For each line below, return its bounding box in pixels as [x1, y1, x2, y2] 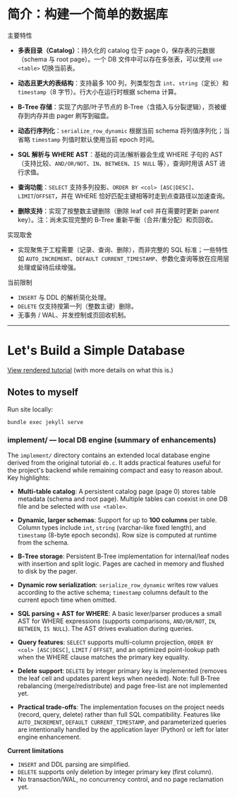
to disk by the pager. [17, 567, 78, 575]
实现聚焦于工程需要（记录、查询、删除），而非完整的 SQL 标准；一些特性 [17, 245, 229, 254]
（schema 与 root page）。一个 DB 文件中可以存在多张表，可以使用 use [17, 54, 222, 64]
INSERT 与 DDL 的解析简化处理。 [17, 293, 111, 301]
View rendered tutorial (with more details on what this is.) [7, 365, 174, 374]
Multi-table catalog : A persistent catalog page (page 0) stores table [17, 487, 217, 495]
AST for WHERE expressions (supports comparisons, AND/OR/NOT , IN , [17, 617, 217, 625]
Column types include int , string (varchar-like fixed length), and [17, 523, 207, 531]
